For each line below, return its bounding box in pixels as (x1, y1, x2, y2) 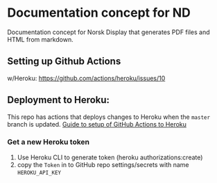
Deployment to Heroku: (7, 94, 110, 106)
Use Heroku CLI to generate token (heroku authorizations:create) (17, 153, 203, 161)
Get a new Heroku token (7, 137, 90, 147)
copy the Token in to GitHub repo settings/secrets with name (17, 160, 189, 168)
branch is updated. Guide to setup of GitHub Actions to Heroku (7, 120, 187, 128)
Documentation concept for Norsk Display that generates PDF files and (7, 28, 210, 36)
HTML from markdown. (7, 35, 74, 43)
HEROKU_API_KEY (17, 169, 62, 176)
